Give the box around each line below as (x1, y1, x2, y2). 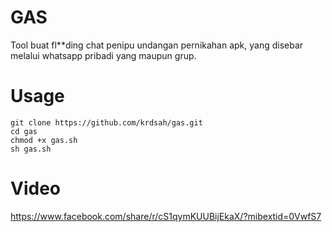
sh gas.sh (10, 144, 52, 154)
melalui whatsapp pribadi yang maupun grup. (10, 49, 197, 61)
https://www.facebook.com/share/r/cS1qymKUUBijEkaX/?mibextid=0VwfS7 (10, 210, 322, 222)
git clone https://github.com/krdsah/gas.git (10, 117, 203, 128)
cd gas (10, 126, 38, 136)
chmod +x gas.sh (10, 135, 78, 145)
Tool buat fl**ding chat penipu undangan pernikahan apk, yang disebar (10, 39, 304, 51)
